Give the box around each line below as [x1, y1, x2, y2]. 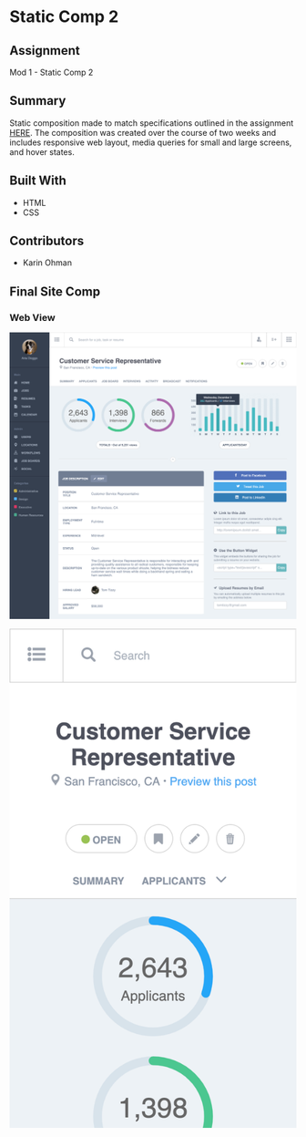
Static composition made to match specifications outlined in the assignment [9, 117, 294, 129]
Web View [9, 311, 56, 324]
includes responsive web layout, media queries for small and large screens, [9, 137, 292, 148]
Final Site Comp [9, 284, 101, 299]
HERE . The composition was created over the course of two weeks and [9, 127, 277, 138]
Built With [9, 173, 66, 189]
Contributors [9, 233, 85, 249]
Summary [9, 93, 66, 109]
